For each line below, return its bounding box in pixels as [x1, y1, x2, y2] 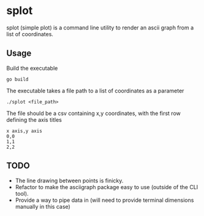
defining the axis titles [6, 116, 62, 123]
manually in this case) [15, 203, 70, 210]
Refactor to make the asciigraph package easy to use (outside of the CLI [15, 183, 198, 190]
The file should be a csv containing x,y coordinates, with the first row [6, 110, 181, 117]
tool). [15, 190, 29, 197]
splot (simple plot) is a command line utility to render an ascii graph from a [6, 24, 194, 31]
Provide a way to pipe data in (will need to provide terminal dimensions [15, 196, 194, 204]
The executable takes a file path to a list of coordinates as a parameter [6, 87, 184, 94]
